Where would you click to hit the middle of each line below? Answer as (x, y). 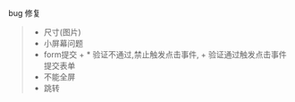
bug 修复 (25, 13)
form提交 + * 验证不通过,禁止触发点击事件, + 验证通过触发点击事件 (165, 55)
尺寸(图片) (62, 32)
